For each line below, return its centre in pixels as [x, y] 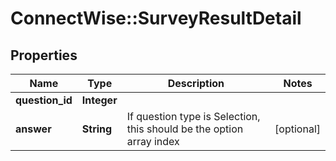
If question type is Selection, [193, 116]
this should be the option [185, 129]
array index [153, 141]
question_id [44, 100]
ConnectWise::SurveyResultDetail [156, 18]
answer [33, 129]
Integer [99, 100]
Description [196, 83]
